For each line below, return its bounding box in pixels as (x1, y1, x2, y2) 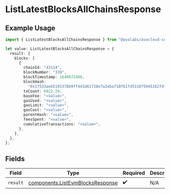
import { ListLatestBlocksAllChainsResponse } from (5, 37, 116, 42)
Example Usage (5, 24, 56, 32)
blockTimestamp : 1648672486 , (23, 74, 85, 80)
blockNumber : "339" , (23, 70, 67, 75)
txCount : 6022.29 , (23, 89, 62, 94)
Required (122, 170, 145, 177)
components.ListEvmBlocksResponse (28, 179, 118, 186)
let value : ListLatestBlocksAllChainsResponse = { (5, 46, 114, 51)
